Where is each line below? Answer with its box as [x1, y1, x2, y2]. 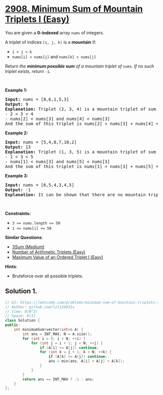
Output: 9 [5, 101, 28, 107]
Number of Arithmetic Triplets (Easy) [12, 249, 86, 255]
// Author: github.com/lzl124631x [5, 305, 75, 309]
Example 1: [5, 87, 28, 93]
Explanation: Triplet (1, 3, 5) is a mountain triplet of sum [5, 149, 156, 155]
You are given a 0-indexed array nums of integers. [5, 30, 104, 35]
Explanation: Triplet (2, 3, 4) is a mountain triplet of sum [5, 106, 156, 112]
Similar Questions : [5, 234, 43, 240]
